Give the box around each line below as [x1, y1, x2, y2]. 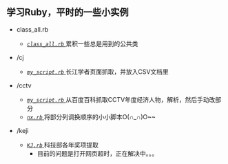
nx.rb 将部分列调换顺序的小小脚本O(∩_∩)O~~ [26, 112, 156, 121]
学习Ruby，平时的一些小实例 [6, 6, 129, 19]
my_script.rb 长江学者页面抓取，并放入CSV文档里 [26, 68, 169, 76]
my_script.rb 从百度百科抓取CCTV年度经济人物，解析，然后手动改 [26, 95, 216, 103]
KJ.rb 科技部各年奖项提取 [26, 141, 99, 149]
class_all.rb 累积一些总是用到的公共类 [26, 39, 138, 48]
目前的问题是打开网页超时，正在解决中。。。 [37, 149, 158, 157]
